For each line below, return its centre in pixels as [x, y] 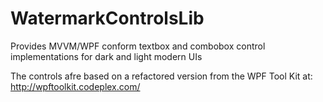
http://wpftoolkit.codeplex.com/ [75, 86]
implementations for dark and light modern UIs [106, 56]
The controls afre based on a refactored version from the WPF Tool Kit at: [161, 76]
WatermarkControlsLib [107, 18]
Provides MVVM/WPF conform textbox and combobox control [138, 46]
